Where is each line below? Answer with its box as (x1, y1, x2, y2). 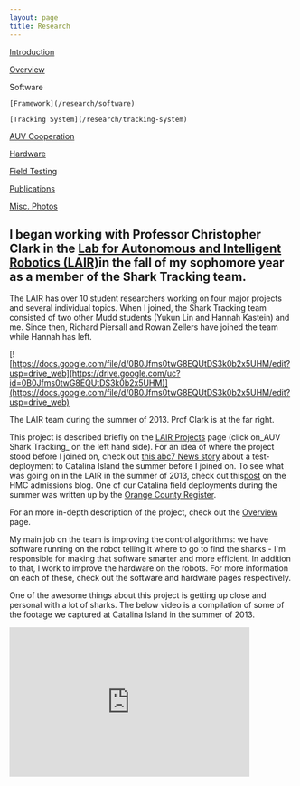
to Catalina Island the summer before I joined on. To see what (55, 461, 285, 472)
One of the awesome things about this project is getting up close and (9, 590, 267, 601)
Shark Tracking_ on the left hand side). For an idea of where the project (9, 442, 275, 453)
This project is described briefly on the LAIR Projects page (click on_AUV (9, 432, 281, 443)
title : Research (9, 22, 70, 31)
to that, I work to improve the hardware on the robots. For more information (9, 563, 289, 574)
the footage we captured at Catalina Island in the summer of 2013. (9, 609, 256, 620)
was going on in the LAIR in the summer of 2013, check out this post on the (9, 471, 286, 482)
